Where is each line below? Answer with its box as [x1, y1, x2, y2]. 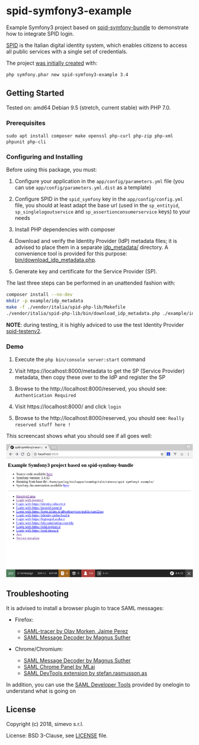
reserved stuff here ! [14, 422, 71, 428]
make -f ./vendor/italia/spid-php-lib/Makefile [6, 304, 126, 310]
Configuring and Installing [6, 153, 83, 161]
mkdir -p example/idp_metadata [6, 298, 84, 304]
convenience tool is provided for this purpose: [14, 250, 127, 257]
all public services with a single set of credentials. [6, 48, 128, 55]
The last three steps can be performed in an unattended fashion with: [6, 279, 176, 286]
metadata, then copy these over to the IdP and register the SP [14, 374, 166, 381]
